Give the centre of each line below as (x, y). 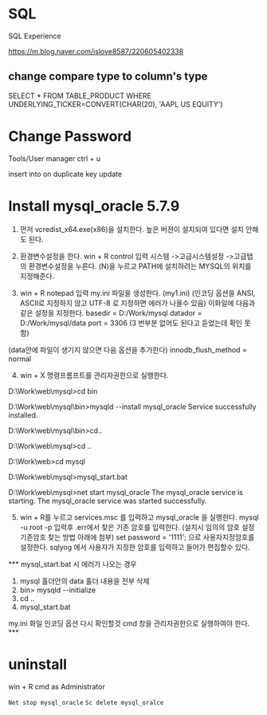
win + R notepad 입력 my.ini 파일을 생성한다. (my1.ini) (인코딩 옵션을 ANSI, (137, 293)
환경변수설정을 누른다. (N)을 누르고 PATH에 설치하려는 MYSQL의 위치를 (140, 266)
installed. (23, 414)
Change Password (70, 136)
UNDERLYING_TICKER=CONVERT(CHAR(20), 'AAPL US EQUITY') (116, 104)
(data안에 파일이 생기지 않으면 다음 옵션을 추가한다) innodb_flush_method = (128, 350)
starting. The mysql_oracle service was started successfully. (108, 501)
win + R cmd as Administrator (57, 686)
